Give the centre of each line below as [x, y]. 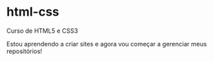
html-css [33, 12]
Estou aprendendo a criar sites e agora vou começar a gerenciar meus [107, 44]
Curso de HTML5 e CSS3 [42, 31]
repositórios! [25, 51]
